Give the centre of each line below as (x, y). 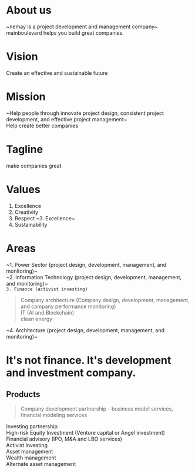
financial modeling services (54, 415)
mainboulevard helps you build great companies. (65, 32)
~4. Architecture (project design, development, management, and (85, 330)
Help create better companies (42, 125)
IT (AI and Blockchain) (47, 312)
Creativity (26, 212)
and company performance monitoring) (68, 306)
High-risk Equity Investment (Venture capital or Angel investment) (86, 432)
